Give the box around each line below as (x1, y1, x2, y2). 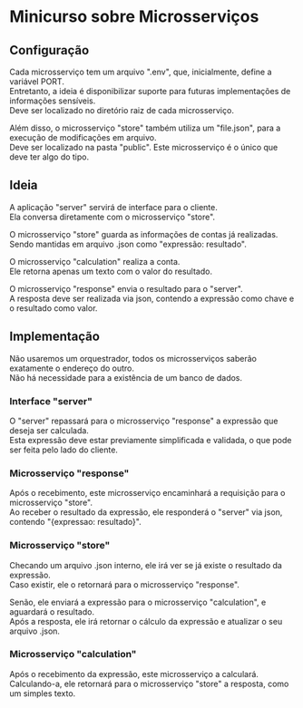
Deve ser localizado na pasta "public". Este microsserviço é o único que (9, 142, 279, 152)
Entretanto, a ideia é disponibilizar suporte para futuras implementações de (9, 86, 291, 96)
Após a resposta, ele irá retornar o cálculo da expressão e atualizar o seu (9, 616, 283, 626)
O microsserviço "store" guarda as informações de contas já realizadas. (9, 228, 279, 239)
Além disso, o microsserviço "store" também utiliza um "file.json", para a (9, 122, 281, 133)
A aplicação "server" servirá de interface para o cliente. (9, 201, 218, 212)
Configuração (9, 43, 90, 58)
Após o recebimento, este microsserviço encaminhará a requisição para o (9, 488, 286, 499)
